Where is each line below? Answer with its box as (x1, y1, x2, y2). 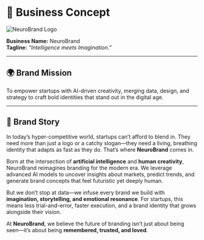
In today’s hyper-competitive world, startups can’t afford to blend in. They (6, 133, 191, 140)
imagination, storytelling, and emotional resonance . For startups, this (6, 195, 183, 202)
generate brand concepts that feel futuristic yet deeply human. (6, 177, 163, 184)
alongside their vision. (6, 208, 62, 215)
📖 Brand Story (6, 117, 60, 127)
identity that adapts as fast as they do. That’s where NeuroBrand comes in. (6, 146, 194, 153)
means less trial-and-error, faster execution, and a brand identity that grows (6, 202, 197, 209)
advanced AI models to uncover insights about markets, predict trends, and (6, 170, 195, 178)
